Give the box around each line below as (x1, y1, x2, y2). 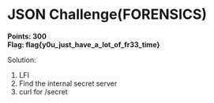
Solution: (7, 55, 36, 64)
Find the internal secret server (18, 79, 118, 88)
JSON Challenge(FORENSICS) (7, 6, 207, 24)
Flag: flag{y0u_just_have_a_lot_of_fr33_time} (7, 39, 160, 49)
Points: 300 (7, 31, 47, 41)
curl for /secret (18, 86, 68, 96)
